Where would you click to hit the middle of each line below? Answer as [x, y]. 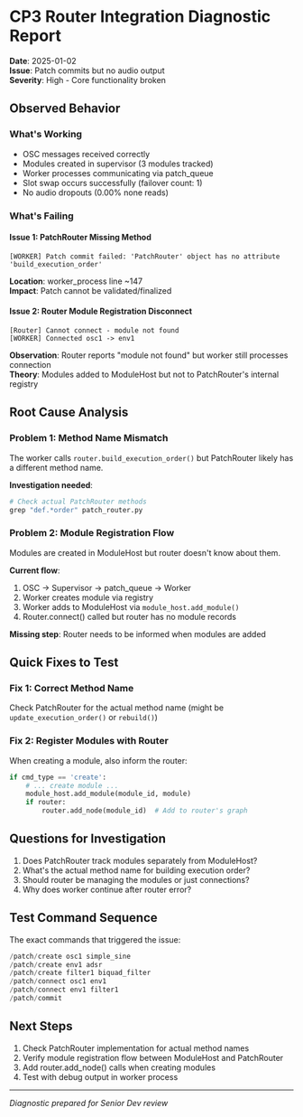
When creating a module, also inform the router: [98, 760]
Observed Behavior [65, 109]
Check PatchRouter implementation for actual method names [136, 1048]
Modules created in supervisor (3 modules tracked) [118, 164]
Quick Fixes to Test [64, 663]
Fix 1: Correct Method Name [72, 688]
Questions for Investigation [88, 839]
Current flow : [35, 570]
